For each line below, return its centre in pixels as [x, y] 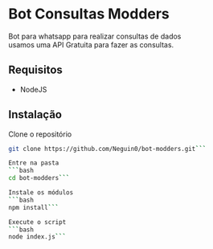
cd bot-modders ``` [39, 178]
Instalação [35, 114]
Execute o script [37, 222]
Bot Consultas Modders [89, 14]
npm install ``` [34, 207]
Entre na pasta [34, 163]
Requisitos [35, 70]
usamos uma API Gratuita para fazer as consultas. [91, 44]
